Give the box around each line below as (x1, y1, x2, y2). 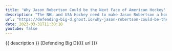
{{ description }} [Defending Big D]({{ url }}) (5, 40, 97, 46)
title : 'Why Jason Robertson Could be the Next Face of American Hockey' (5, 7, 166, 13)
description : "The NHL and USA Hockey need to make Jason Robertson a (5, 12, 159, 17)
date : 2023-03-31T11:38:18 (5, 21, 63, 27)
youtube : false (5, 26, 38, 31)
